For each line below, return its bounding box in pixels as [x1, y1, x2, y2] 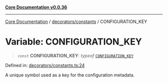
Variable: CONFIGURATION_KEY [5, 36, 142, 47]
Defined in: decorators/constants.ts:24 [5, 62, 85, 68]
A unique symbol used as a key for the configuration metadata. [5, 72, 135, 78]
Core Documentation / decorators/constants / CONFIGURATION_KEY [5, 18, 147, 24]
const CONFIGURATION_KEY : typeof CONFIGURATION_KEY [17, 52, 134, 58]
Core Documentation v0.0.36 [5, 4, 67, 10]
